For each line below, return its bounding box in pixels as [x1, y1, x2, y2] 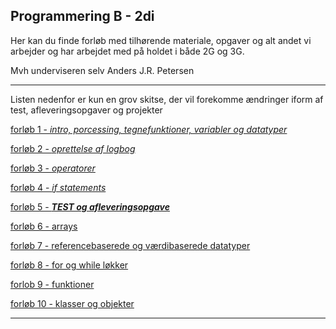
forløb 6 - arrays [10, 220, 78, 232]
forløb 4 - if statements [10, 181, 107, 193]
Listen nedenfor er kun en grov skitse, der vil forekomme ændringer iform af [10, 93, 324, 105]
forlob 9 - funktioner [10, 278, 95, 290]
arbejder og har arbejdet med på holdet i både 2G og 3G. [10, 45, 245, 57]
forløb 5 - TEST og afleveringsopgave [10, 200, 170, 213]
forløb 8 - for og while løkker [10, 259, 129, 271]
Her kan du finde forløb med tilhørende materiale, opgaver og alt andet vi [10, 34, 312, 46]
